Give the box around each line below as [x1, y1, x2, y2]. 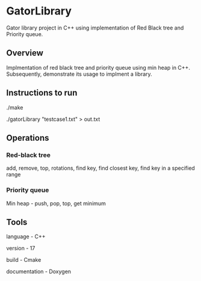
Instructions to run [6, 88, 78, 98]
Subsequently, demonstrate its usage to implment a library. [6, 70, 152, 78]
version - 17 [6, 245, 36, 252]
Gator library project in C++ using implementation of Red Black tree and [6, 24, 184, 31]
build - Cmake [6, 256, 42, 264]
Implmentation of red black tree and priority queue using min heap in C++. [6, 64, 191, 71]
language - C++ [6, 233, 46, 240]
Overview [6, 48, 44, 58]
